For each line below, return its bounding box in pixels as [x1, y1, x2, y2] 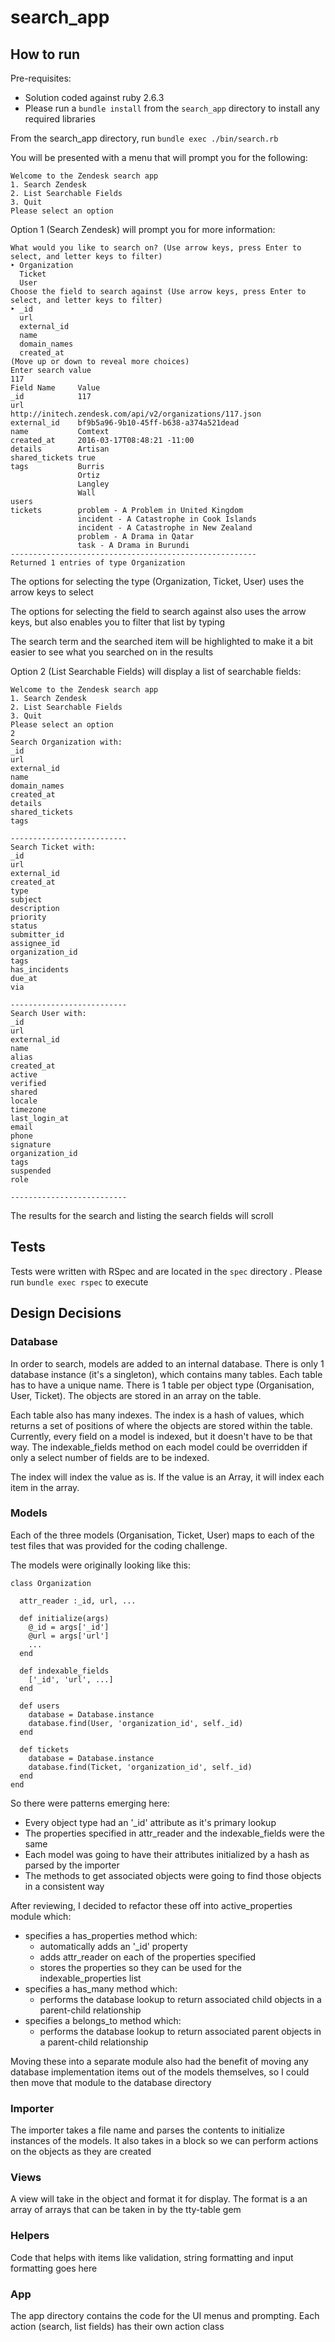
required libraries [24, 113, 96, 125]
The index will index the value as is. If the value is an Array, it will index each [10, 1471, 325, 1483]
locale [10, 1096, 38, 1106]
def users [19, 1701, 60, 1711]
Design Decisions [10, 1305, 122, 1322]
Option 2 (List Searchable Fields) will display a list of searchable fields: [10, 666, 302, 677]
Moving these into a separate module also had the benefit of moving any [10, 2055, 309, 2067]
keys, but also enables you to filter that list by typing [10, 616, 226, 628]
